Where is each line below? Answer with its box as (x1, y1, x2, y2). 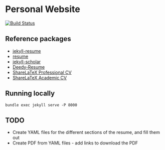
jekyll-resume (12, 48, 41, 54)
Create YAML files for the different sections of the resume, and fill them (12, 129, 160, 135)
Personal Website (5, 4, 80, 15)
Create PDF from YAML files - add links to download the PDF (12, 140, 138, 146)
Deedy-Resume (12, 64, 45, 70)
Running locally (5, 89, 55, 98)
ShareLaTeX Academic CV (12, 74, 67, 81)
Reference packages (5, 35, 71, 43)
